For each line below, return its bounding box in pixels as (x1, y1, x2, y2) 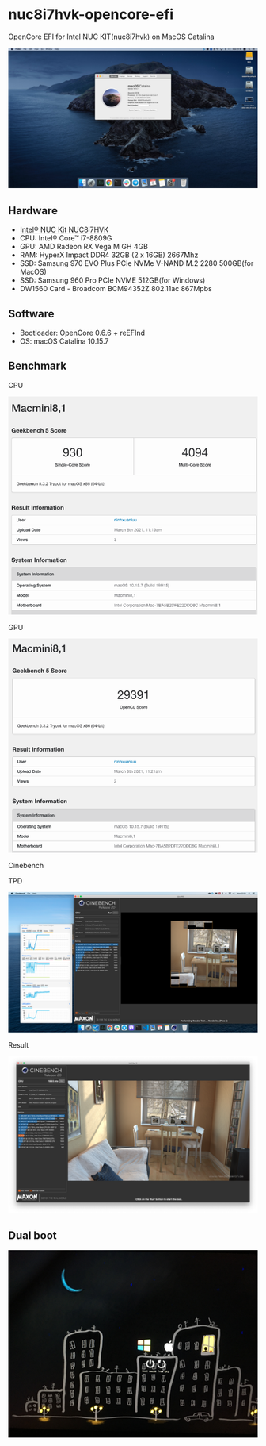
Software (8, 307, 55, 321)
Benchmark (8, 360, 67, 373)
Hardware (8, 204, 58, 217)
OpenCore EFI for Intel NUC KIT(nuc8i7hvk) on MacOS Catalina (8, 32, 215, 41)
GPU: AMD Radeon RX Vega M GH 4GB (19, 242, 149, 252)
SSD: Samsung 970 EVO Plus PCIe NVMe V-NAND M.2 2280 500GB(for (19, 259, 254, 268)
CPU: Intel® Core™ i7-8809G (19, 233, 112, 243)
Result (8, 1040, 29, 1050)
